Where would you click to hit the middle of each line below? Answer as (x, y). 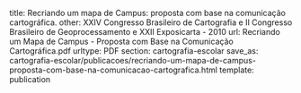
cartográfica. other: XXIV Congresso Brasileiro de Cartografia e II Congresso (151, 22)
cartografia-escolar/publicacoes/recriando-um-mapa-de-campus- (133, 60)
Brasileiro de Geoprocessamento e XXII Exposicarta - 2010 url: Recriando (145, 32)
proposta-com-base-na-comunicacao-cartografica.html (114, 70)
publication (30, 79)
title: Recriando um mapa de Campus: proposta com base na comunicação (147, 13)
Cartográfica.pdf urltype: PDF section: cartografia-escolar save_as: (134, 51)
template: (237, 70)
